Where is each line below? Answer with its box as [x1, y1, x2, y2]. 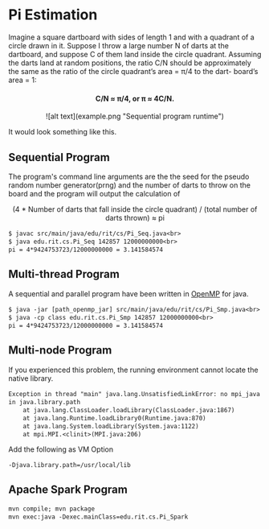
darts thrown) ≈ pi [105, 213, 165, 222]
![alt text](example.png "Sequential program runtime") [45, 111, 225, 122]
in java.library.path [8, 398, 81, 406]
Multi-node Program [8, 344, 112, 357]
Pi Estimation [8, 6, 98, 24]
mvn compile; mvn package [8, 505, 95, 513]
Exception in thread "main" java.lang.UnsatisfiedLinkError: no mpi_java [8, 390, 261, 398]
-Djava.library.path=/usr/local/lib [8, 461, 131, 469]
